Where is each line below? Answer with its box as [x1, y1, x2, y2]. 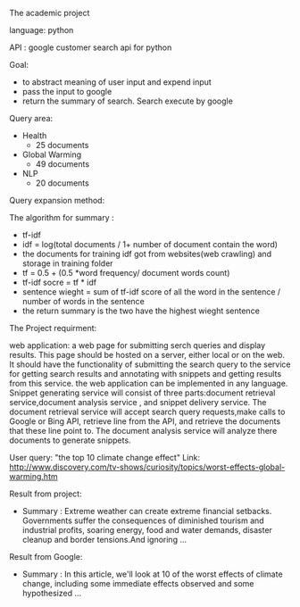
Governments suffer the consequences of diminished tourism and [21, 515, 265, 526]
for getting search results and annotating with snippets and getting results [9, 369, 282, 378]
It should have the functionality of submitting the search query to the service [9, 359, 291, 370]
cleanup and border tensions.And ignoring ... [21, 535, 187, 545]
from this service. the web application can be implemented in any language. [9, 378, 288, 388]
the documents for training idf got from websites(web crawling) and [21, 249, 272, 259]
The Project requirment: [9, 323, 97, 333]
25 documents [35, 140, 89, 150]
